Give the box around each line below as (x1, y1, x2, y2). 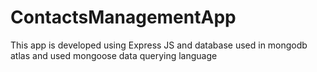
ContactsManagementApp (10, 6, 237, 29)
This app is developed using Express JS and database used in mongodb (10, 39, 308, 51)
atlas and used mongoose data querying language (10, 49, 218, 61)
